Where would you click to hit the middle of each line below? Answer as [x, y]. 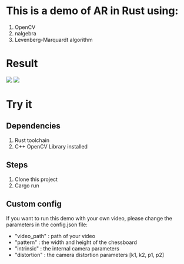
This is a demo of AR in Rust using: [92, 11]
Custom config [34, 204]
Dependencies [33, 126]
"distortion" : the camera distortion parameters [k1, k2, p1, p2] [89, 255]
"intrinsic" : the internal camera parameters [67, 248]
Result [22, 64]
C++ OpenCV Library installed [51, 146]
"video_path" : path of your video [55, 236]
